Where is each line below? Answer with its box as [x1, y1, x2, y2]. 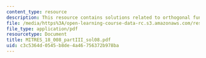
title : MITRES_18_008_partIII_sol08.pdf [6, 37, 112, 43]
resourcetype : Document [6, 31, 67, 37]
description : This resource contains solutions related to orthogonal [6, 14, 191, 21]
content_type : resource [6, 8, 67, 15]
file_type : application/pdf [6, 25, 78, 32]
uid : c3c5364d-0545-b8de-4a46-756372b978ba [6, 43, 120, 49]
